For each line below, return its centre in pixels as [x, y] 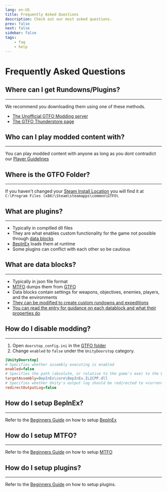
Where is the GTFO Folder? [48, 175]
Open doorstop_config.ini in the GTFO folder [59, 345]
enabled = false [20, 369]
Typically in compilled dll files [42, 228]
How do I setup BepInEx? [44, 403]
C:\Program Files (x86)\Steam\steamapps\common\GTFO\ [62, 196]
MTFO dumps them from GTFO [44, 286]
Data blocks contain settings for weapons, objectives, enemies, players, [86, 292]
